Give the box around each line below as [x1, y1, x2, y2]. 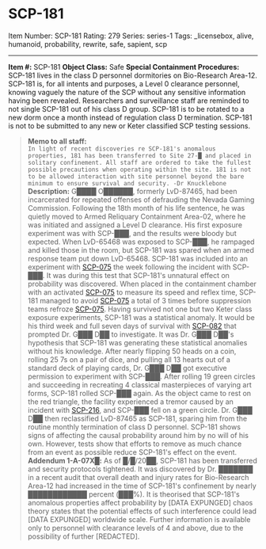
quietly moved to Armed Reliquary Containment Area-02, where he [27, 212, 246, 221]
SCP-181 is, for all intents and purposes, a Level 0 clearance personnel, [8, 78, 240, 88]
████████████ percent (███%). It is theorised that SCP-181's [27, 489, 240, 499]
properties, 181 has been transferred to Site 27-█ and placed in [27, 151, 252, 159]
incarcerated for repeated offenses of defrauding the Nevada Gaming [27, 195, 255, 204]
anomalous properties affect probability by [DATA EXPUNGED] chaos [27, 498, 253, 507]
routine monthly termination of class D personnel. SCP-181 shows [27, 421, 241, 432]
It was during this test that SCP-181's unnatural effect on [46, 270, 230, 280]
